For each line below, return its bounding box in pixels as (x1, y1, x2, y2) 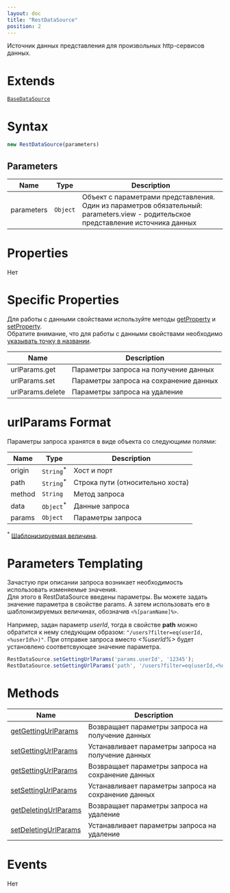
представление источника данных (81, 218, 197, 227)
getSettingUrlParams (10, 766, 78, 776)
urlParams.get (10, 365, 56, 374)
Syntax (7, 118, 49, 134)
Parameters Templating (7, 556, 144, 571)
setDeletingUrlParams (10, 825, 81, 835)
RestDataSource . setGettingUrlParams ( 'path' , (7, 662, 136, 670)
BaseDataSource (7, 95, 51, 103)
